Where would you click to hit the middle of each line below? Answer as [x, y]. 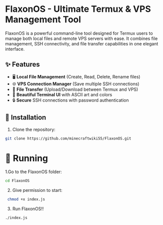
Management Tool [43, 19]
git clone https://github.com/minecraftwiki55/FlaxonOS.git [68, 138]
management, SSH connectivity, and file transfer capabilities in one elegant [82, 43]
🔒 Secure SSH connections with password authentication [71, 100]
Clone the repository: [34, 129]
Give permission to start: [37, 190]
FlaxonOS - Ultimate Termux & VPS [78, 9]
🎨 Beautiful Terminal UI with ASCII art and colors [62, 94]
